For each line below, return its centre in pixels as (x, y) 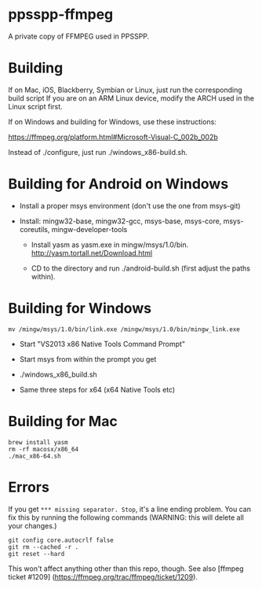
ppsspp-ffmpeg (61, 15)
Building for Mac (63, 421)
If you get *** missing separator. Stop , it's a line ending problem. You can (129, 509)
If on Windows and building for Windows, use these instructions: (113, 121)
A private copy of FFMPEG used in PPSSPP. (79, 36)
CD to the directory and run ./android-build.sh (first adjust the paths (141, 268)
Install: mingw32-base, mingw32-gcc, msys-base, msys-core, (120, 221)
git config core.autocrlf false (61, 540)
